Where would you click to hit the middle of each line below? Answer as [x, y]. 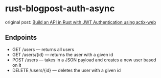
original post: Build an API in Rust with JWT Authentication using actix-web [81, 22]
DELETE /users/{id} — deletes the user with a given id [66, 70]
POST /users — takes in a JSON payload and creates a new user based [84, 60]
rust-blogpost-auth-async [60, 9]
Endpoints [21, 38]
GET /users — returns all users [43, 49]
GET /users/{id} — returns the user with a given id [63, 54]
